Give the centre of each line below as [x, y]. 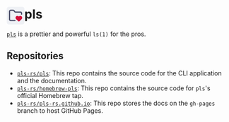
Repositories [35, 56]
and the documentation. [52, 80]
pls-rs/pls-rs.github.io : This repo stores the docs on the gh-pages [116, 103]
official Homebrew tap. [50, 95]
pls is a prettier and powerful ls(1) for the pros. [76, 34]
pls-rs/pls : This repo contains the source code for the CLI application [119, 73]
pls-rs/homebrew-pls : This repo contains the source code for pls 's [113, 88]
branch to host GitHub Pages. [60, 110]
